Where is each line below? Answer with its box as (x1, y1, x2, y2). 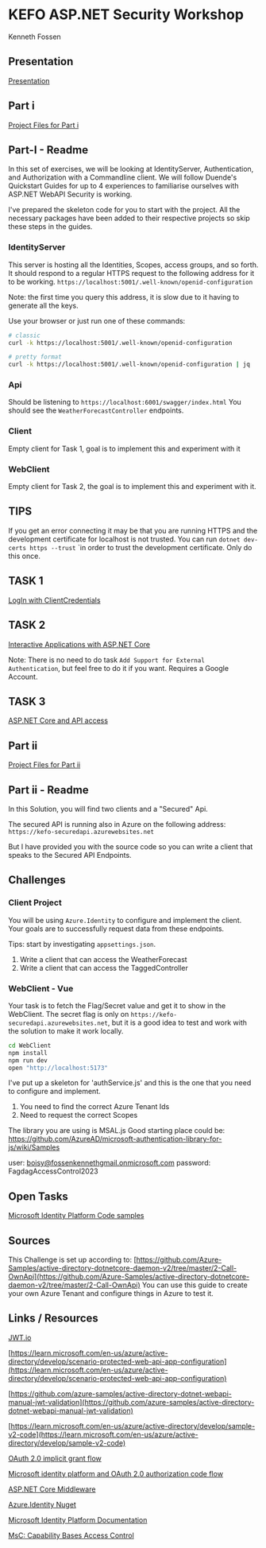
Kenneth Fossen (8, 32, 61, 41)
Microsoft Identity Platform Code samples (8, 1211, 145, 1220)
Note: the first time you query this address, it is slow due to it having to (8, 292, 240, 301)
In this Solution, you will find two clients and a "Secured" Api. (8, 804, 208, 813)
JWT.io (8, 1333, 32, 1342)
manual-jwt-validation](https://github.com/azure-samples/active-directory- (8, 1397, 255, 1406)
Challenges (8, 873, 66, 887)
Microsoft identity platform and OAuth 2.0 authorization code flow (8, 1468, 224, 1478)
